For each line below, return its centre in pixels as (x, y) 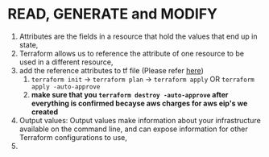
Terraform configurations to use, (73, 137)
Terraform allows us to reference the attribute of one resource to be (132, 53)
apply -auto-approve (66, 87)
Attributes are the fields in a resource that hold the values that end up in (138, 36)
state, (29, 44)
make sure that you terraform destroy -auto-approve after (130, 94)
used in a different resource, (66, 62)
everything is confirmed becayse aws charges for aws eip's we (139, 103)
